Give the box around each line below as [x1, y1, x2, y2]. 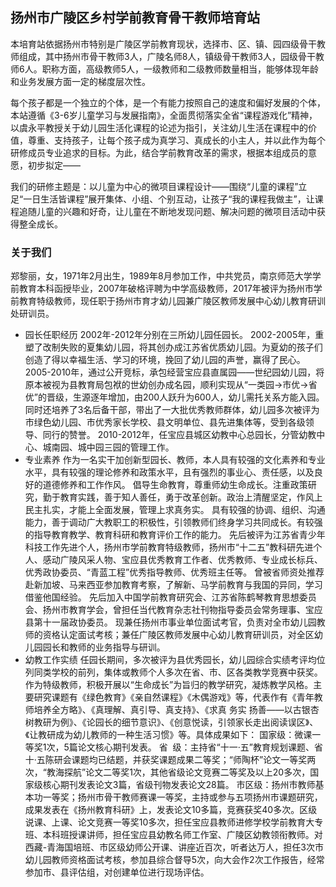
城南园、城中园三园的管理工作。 [42, 441, 175, 453]
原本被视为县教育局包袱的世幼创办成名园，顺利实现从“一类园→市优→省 [24, 379, 318, 391]
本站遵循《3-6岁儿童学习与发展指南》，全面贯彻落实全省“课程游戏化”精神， [10, 109, 318, 121]
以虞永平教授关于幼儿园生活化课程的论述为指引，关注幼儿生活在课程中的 [10, 121, 308, 133]
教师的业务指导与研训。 [68, 641, 166, 653]
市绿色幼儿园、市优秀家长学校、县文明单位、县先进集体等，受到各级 [24, 416, 306, 428]
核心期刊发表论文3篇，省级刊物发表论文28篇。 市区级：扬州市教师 [42, 779, 316, 791]
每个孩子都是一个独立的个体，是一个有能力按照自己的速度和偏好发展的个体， [10, 96, 326, 108]
